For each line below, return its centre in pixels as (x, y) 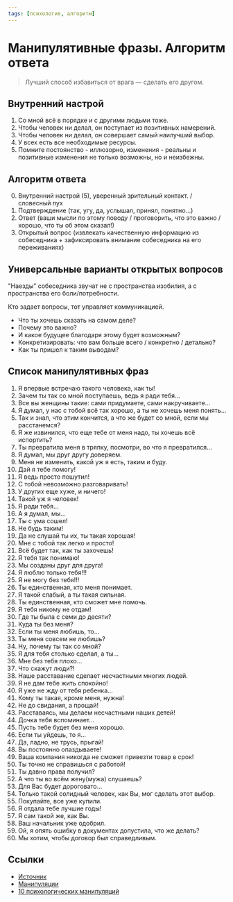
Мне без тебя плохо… (50, 661)
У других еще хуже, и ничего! (62, 491)
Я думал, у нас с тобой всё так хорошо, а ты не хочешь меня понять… (122, 410)
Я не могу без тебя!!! (49, 579)
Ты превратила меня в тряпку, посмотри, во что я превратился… (115, 447)
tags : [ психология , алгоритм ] (52, 14)
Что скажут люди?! (46, 668)
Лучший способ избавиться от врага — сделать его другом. (114, 82)
